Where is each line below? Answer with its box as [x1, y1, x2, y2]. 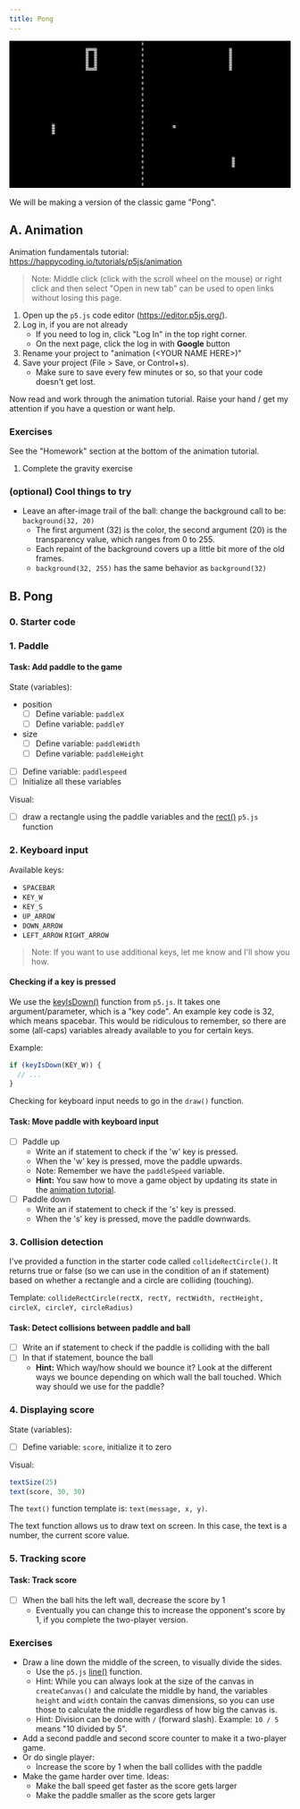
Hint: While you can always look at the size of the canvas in [35, 1676, 254, 1686]
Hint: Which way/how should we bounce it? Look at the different [35, 1363, 272, 1373]
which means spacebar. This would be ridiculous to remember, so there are [9, 1015, 287, 1026]
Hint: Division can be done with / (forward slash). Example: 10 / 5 [35, 1713, 279, 1724]
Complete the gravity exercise [21, 463, 134, 474]
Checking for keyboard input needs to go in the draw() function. [9, 1096, 244, 1107]
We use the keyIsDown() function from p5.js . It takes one [9, 996, 221, 1006]
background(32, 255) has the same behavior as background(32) [35, 563, 267, 573]
